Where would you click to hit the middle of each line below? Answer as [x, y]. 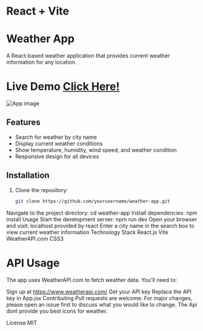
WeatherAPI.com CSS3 [35, 238]
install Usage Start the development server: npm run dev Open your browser [102, 219]
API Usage [33, 263]
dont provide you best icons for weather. [57, 311]
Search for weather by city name [56, 137]
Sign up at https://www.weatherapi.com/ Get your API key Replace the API [99, 292]
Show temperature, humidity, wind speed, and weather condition [96, 150]
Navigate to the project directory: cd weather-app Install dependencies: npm [102, 213]
